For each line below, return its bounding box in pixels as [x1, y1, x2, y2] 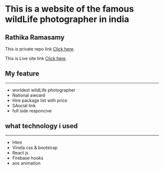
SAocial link [12, 102, 36, 108]
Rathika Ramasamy [5, 33, 65, 41]
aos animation [12, 160, 41, 166]
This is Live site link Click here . [5, 56, 67, 61]
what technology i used [5, 122, 78, 130]
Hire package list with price [12, 97, 67, 103]
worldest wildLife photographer [12, 87, 76, 93]
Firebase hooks [12, 155, 43, 161]
